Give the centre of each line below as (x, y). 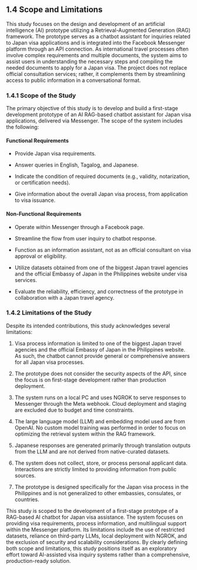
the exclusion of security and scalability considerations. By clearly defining (97, 542)
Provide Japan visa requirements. (55, 154)
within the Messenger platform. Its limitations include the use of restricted (96, 529)
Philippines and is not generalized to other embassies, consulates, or (98, 493)
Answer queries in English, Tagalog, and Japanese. (77, 165)
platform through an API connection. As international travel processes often (98, 49)
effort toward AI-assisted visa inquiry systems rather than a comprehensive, (98, 554)
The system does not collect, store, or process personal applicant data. (101, 463)
